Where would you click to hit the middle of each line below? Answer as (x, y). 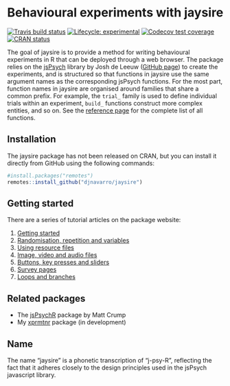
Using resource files (45, 248)
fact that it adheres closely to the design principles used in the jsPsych (107, 367)
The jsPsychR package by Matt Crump (71, 315)
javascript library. (32, 374)
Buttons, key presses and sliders (63, 263)
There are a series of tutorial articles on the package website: (94, 220)
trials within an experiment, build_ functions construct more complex (105, 103)
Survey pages (37, 269)
